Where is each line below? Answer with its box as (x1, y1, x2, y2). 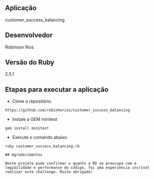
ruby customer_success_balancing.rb (5, 144, 80, 149)
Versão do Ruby (5, 58, 55, 67)
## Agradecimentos (5, 153, 43, 157)
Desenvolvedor (5, 31, 53, 40)
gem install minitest (5, 126, 49, 131)
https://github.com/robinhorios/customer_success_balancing (5, 108, 131, 113)
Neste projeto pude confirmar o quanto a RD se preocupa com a (5, 161, 137, 166)
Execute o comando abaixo (12, 134, 67, 140)
